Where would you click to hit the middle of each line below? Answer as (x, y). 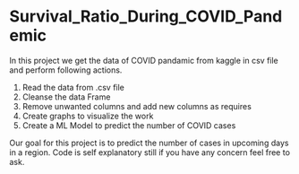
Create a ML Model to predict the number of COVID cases (129, 125)
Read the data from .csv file (73, 87)
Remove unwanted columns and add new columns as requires (137, 106)
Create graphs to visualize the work (88, 116)
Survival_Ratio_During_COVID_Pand (146, 17)
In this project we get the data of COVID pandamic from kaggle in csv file (144, 60)
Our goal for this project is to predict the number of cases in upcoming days (149, 143)
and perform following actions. (66, 70)
